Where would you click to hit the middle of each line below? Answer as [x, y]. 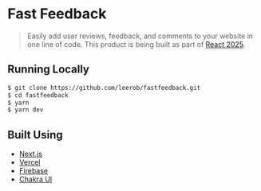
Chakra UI [36, 179]
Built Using [35, 135]
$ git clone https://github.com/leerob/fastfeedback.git [104, 88]
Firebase [34, 171]
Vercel [30, 162]
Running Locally [48, 70]
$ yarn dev [26, 110]
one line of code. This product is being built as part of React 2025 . [136, 44]
